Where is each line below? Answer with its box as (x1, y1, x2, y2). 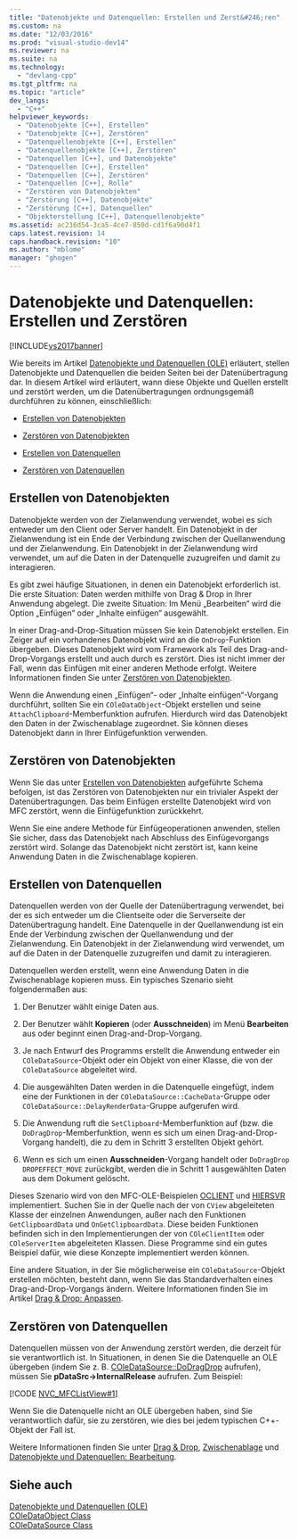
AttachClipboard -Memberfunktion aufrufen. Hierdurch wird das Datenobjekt (9, 708, 288, 719)
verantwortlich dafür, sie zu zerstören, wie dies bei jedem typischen (9, 1415, 258, 1426)
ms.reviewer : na (9, 46, 69, 55)
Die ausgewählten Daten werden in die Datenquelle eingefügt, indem (21, 1081, 274, 1093)
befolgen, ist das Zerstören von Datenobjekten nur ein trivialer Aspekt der (9, 786, 279, 797)
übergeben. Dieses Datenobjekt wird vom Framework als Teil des (9, 643, 247, 654)
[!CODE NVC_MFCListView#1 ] (9, 1388, 118, 1399)
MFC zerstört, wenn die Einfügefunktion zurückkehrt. (9, 805, 205, 816)
